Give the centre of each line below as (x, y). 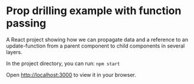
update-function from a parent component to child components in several (96, 46)
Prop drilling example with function (94, 11)
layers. (14, 52)
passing (26, 23)
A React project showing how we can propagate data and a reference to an (97, 39)
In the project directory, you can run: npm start (63, 63)
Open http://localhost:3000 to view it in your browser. (71, 75)
